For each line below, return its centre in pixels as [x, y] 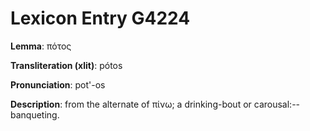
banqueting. [35, 114]
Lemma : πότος [41, 46]
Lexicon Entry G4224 [100, 18]
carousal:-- [277, 104]
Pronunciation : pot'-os [58, 84]
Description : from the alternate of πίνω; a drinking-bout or [131, 104]
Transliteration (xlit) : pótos [66, 65]
